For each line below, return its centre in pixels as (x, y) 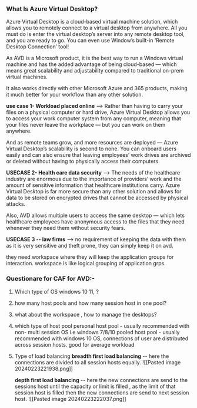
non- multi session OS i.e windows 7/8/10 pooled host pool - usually (97, 332)
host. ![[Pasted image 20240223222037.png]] (70, 399)
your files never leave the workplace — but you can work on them (86, 125)
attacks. (16, 204)
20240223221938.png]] (44, 368)
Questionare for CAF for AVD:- (51, 279)
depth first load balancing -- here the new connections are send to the (101, 380)
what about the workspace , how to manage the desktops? (86, 314)
